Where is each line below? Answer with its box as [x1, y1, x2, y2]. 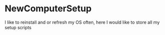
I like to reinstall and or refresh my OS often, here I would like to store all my [4, 19, 160, 25]
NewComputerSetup [4, 3, 92, 14]
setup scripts [4, 24, 32, 30]
